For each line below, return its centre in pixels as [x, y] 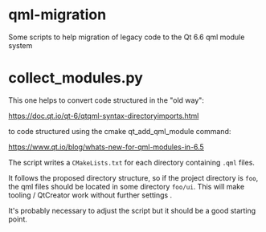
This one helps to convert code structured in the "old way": [106, 100]
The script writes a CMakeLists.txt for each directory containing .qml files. [132, 162]
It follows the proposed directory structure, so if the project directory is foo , [133, 177]
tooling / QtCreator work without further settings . [90, 195]
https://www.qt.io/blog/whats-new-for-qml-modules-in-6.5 [106, 147]
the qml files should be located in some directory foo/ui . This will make [127, 186]
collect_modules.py [76, 78]
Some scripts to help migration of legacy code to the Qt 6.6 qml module [127, 37]
